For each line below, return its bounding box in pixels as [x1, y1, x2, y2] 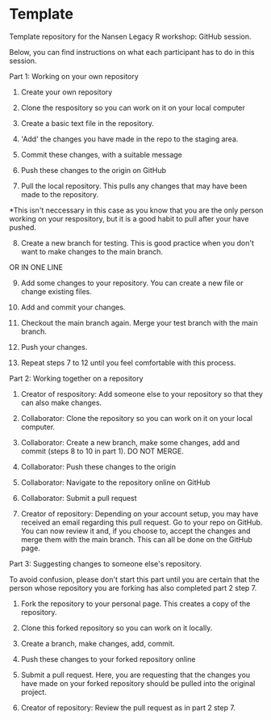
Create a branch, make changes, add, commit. [20, 638, 175, 648]
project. [20, 687, 47, 697]
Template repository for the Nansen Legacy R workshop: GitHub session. [9, 32, 252, 41]
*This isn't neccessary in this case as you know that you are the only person [9, 205, 264, 215]
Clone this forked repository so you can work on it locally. [20, 623, 213, 633]
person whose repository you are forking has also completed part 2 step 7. [9, 583, 257, 592]
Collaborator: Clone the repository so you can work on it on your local [20, 413, 253, 423]
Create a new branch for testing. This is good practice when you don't [20, 238, 255, 247]
